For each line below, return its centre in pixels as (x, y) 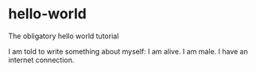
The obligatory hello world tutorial (64, 36)
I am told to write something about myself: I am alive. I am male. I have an (128, 51)
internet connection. (41, 60)
